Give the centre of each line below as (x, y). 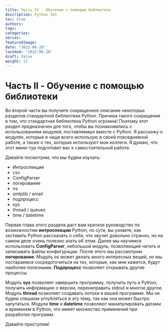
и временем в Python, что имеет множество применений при (71, 309)
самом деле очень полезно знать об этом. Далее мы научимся (73, 241)
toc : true (16, 19)
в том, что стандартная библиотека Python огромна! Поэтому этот (77, 121)
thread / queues (29, 210)
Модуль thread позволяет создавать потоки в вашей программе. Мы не (83, 293)
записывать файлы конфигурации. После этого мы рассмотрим (74, 252)
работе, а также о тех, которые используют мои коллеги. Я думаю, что (81, 142)
